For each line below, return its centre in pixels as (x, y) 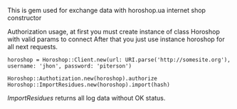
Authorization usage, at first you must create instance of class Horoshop (114, 32)
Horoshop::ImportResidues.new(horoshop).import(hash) (89, 85)
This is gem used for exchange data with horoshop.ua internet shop (107, 10)
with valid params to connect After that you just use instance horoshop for (116, 39)
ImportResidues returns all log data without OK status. (86, 98)
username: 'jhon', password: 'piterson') (70, 66)
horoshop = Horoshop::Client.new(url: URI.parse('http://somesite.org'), (119, 60)
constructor (25, 18)
